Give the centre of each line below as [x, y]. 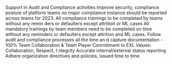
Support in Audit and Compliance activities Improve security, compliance [82, 7]
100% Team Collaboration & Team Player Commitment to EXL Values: [78, 45]
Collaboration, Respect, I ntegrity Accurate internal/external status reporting [86, 51]
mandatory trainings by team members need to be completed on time [79, 29]
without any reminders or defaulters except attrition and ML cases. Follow [83, 34]
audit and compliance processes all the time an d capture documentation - [84, 40]
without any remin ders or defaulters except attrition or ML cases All [77, 23]
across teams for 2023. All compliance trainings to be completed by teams [84, 18]
